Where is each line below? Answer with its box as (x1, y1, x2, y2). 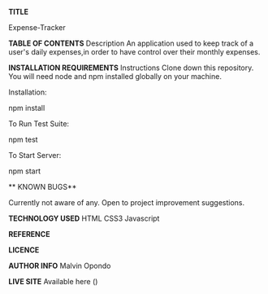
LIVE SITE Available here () (8, 277, 98, 286)
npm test (8, 134, 38, 144)
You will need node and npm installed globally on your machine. (8, 72, 222, 81)
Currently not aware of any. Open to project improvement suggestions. (8, 198, 245, 207)
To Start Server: (8, 151, 62, 160)
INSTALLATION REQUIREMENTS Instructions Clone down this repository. (8, 63, 254, 72)
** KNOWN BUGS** (8, 182, 77, 191)
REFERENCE (8, 230, 50, 239)
